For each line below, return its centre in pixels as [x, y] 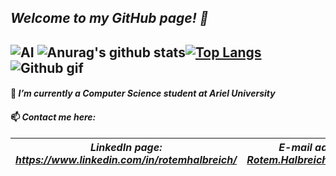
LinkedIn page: [126, 147]
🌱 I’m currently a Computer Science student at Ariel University [143, 93]
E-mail [295, 147]
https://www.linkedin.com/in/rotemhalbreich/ [126, 159]
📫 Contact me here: [53, 117]
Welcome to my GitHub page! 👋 [109, 18]
